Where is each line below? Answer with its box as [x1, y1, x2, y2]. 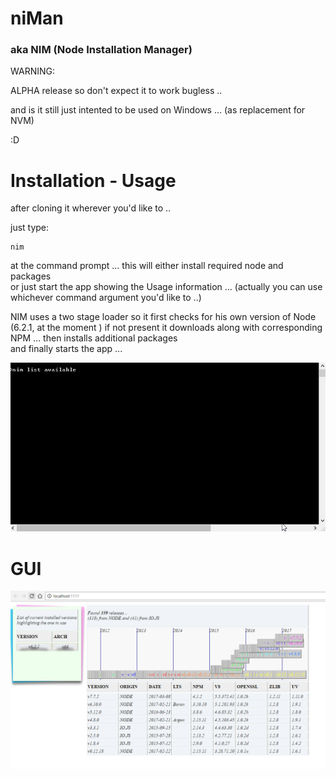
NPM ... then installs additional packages [10, 332, 178, 344]
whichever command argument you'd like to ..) [10, 292, 202, 304]
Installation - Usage [10, 169, 177, 192]
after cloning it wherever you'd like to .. [10, 202, 172, 214]
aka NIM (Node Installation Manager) [10, 43, 193, 57]
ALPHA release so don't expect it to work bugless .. [10, 85, 223, 97]
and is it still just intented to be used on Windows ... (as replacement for [10, 104, 306, 116]
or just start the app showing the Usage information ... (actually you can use [10, 281, 323, 293]
